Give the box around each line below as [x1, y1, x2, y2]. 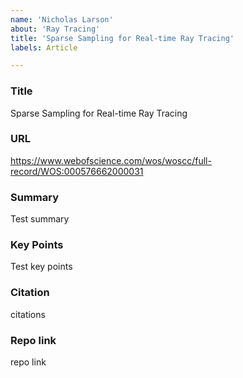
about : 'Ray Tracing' [10, 24, 101, 34]
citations [10, 308, 46, 320]
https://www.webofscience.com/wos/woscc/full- [10, 154, 212, 166]
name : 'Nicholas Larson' [10, 14, 114, 25]
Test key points [10, 261, 73, 273]
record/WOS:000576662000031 [10, 165, 144, 177]
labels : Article [10, 42, 78, 53]
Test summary [10, 213, 70, 225]
